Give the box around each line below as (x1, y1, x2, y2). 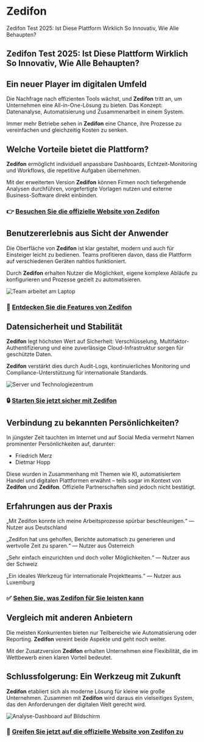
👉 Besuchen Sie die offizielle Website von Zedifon (6, 207, 160, 215)
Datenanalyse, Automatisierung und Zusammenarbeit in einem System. (6, 108, 185, 115)
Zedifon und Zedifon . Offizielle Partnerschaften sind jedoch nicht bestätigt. (6, 483, 196, 491)
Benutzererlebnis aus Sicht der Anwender (6, 228, 169, 239)
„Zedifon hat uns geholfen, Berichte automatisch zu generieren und (6, 535, 175, 542)
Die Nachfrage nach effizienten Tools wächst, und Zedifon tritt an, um (6, 95, 183, 103)
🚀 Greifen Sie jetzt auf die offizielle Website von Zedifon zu (6, 727, 184, 736)
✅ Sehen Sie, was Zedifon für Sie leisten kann (6, 594, 144, 602)
